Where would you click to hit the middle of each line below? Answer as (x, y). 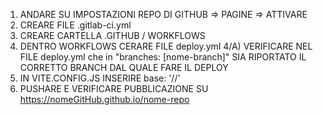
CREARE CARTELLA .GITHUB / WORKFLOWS (112, 35)
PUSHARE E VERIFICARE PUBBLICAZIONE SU (114, 88)
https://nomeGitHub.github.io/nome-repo (104, 99)
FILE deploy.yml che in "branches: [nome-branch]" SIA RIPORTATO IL (163, 57)
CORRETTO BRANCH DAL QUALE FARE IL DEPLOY (124, 67)
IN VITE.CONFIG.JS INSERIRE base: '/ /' (100, 78)
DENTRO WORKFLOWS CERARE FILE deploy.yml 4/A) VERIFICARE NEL (166, 46)
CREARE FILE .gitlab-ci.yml (75, 25)
